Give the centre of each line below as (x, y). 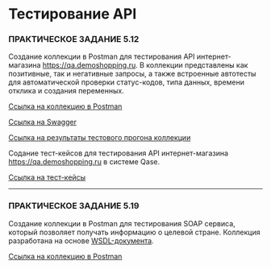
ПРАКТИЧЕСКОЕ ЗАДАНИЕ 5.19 (74, 206)
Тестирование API (73, 14)
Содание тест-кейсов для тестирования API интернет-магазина (118, 153)
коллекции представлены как (197, 65)
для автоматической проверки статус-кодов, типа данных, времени (126, 82)
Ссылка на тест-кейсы (47, 177)
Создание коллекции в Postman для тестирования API (102, 56)
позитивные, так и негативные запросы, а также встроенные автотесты (132, 74)
